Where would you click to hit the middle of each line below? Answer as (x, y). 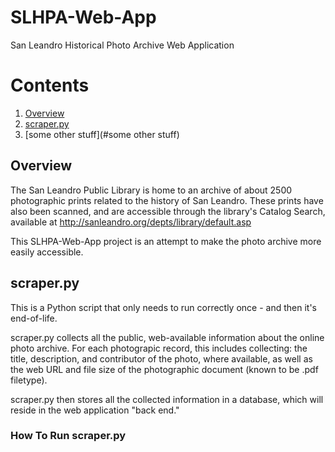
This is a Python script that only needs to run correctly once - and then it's (163, 307)
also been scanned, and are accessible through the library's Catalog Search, (168, 211)
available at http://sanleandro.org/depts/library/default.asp (131, 222)
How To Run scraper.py (68, 436)
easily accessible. (47, 252)
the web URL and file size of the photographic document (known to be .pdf (164, 369)
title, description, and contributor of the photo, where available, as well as (161, 358)
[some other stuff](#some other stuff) (102, 134)
